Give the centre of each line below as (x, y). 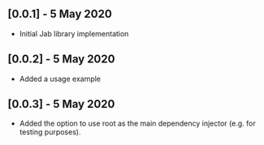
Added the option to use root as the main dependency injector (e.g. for (138, 124)
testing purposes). (50, 132)
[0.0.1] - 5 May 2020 (60, 14)
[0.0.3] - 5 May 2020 (61, 104)
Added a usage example (60, 79)
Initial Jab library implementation (74, 33)
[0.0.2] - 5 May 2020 (61, 60)
